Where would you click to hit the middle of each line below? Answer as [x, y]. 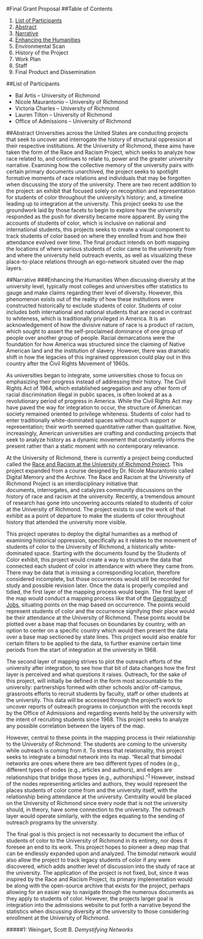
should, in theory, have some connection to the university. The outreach [96, 809]
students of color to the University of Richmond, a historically [82, 547]
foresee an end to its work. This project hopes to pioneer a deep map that [98, 847]
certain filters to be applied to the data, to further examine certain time [94, 643]
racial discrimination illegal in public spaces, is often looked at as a [89, 394]
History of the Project [42, 53]
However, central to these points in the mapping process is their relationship [101, 738]
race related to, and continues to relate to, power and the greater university [100, 159]
